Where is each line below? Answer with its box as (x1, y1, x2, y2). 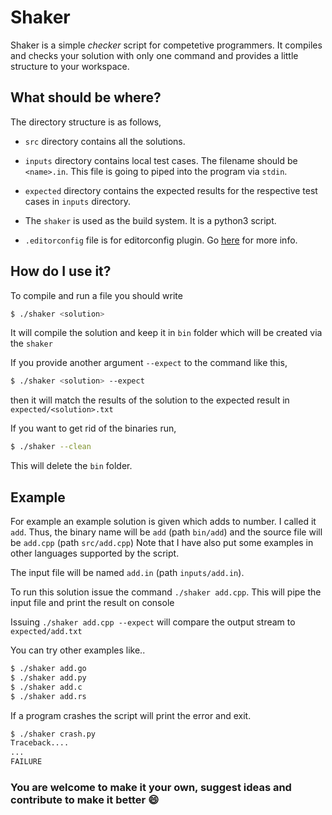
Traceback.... (10, 738, 70, 748)
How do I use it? (10, 263, 112, 280)
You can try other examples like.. (10, 644, 146, 656)
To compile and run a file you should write (10, 289, 183, 301)
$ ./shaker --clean (10, 442, 92, 452)
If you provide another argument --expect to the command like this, (10, 357, 288, 369)
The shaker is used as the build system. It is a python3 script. (24, 214, 277, 226)
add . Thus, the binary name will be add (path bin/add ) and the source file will (10, 526, 323, 538)
